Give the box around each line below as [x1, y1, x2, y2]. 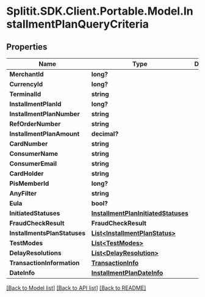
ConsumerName [9, 150, 59, 158]
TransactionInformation [9, 258, 80, 267]
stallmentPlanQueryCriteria [6, 17, 149, 31]
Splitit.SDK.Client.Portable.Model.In [6, 4, 193, 18]
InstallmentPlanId [9, 100, 62, 108]
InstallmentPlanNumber [9, 110, 81, 118]
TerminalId [9, 90, 41, 98]
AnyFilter [9, 189, 37, 197]
